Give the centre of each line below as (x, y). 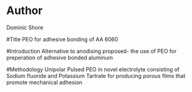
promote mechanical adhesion (44, 82)
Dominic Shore (25, 27)
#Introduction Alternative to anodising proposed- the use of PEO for (91, 51)
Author (24, 11)
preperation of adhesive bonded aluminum (60, 57)
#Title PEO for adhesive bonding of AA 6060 (62, 39)
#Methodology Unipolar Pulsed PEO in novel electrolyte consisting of (93, 69)
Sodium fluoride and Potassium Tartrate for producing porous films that (96, 76)
